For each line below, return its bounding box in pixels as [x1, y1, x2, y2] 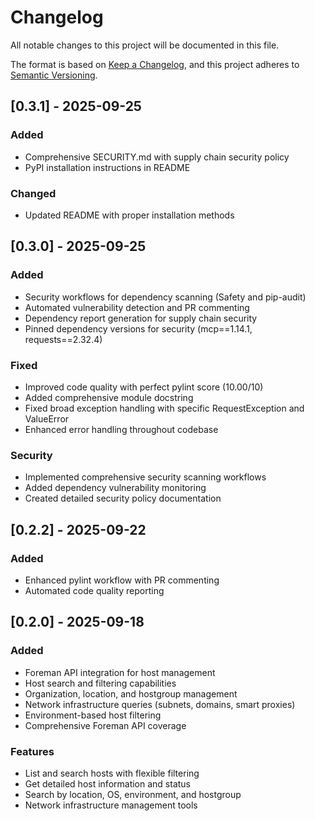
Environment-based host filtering [24, 709, 162, 721]
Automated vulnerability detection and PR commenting [24, 301, 250, 313]
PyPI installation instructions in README [24, 161, 191, 173]
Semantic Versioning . [10, 69, 98, 81]
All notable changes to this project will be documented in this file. [10, 39, 280, 51]
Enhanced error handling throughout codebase [24, 423, 219, 435]
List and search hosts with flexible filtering [24, 767, 200, 779]
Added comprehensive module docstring [24, 391, 194, 403]
